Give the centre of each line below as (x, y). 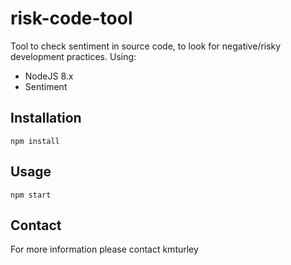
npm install (35, 141)
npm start (31, 195)
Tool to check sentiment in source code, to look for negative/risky (146, 46)
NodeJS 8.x (49, 76)
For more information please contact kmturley (104, 249)
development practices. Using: (73, 56)
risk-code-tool (71, 18)
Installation (46, 118)
